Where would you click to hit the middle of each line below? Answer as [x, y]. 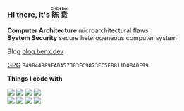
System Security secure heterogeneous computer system [92, 38]
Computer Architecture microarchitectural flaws [78, 30]
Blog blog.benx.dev [36, 51]
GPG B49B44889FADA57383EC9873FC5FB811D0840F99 [78, 65]
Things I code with [35, 79]
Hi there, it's [29, 15]
